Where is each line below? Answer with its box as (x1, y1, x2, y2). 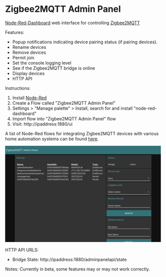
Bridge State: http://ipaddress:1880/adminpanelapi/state (12, 256, 127, 262)
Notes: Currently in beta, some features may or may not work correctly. (5, 266, 150, 272)
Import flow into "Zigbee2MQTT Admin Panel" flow (12, 116, 116, 121)
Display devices (12, 70, 45, 76)
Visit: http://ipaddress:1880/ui (12, 121, 73, 127)
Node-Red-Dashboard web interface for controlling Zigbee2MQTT (5, 20, 140, 26)
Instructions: (5, 85, 31, 91)
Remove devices (12, 49, 46, 55)
